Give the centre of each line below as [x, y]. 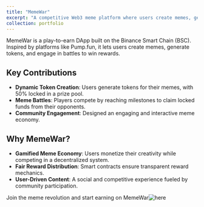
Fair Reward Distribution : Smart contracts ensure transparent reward [102, 166]
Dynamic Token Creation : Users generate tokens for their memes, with [104, 87]
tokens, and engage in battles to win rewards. [63, 54]
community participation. [46, 186]
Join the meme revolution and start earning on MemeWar [77, 198]
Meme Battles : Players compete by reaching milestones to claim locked [105, 100]
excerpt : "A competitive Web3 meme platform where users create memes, [99, 18]
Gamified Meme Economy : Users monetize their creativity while [95, 153]
